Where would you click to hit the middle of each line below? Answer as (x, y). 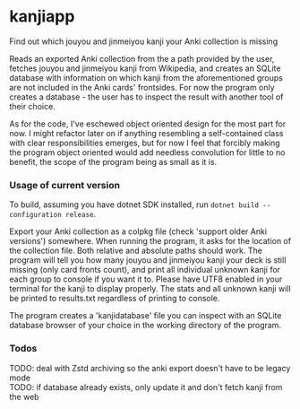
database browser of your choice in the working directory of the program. (146, 326)
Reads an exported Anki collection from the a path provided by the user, (142, 58)
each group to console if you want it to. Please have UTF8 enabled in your (146, 279)
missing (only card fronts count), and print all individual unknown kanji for (145, 270)
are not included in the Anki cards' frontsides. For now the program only (142, 87)
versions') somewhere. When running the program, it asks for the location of (150, 241)
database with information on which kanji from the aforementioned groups (146, 77)
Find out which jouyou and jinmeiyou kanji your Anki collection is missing (144, 41)
